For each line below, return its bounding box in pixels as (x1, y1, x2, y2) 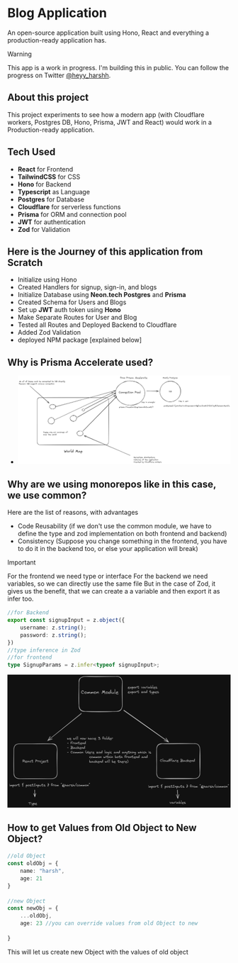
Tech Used (7, 146, 56, 158)
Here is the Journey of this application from (7, 245, 203, 257)
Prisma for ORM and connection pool (17, 210, 127, 218)
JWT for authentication (17, 218, 86, 226)
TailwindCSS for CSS (17, 172, 81, 181)
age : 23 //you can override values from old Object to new (20, 920, 198, 927)
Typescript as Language (17, 187, 91, 196)
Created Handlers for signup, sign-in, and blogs (17, 283, 157, 291)
